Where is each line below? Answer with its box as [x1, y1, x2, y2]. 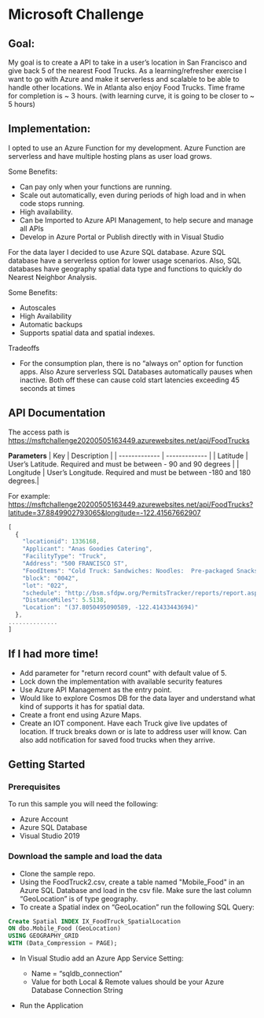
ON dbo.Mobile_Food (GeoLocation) [8, 924, 122, 933]
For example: [8, 491, 51, 500]
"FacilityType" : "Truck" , [22, 552, 108, 560]
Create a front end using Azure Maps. [19, 710, 142, 719]
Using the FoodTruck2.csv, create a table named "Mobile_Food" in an [19, 877, 245, 887]
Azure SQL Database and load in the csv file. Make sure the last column [19, 885, 251, 894]
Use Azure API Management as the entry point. [19, 684, 173, 694]
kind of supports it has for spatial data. [19, 702, 145, 711]
